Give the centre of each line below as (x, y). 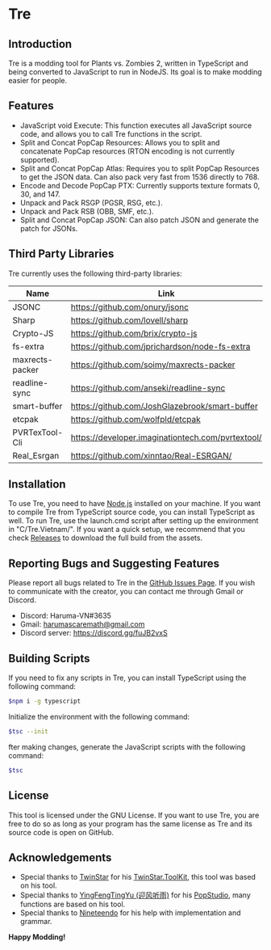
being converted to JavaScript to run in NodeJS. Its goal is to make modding (135, 72)
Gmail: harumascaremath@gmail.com (82, 624)
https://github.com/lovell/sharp (129, 320)
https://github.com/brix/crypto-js (134, 333)
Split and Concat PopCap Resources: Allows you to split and (120, 142)
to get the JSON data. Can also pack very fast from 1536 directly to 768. (140, 177)
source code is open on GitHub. (61, 832)
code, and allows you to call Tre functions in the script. (111, 133)
